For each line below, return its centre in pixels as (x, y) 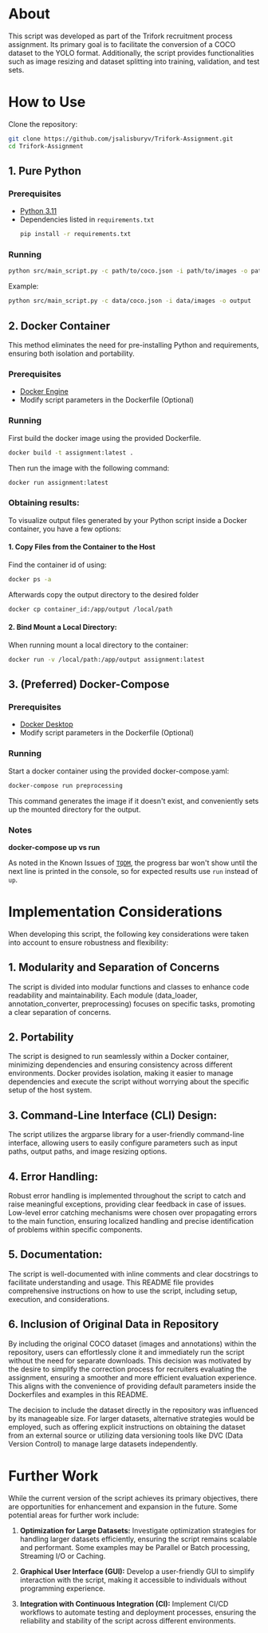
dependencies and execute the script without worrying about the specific (129, 1082)
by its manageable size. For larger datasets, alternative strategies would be (132, 1418)
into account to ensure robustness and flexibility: (89, 942)
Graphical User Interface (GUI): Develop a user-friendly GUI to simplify (137, 1571)
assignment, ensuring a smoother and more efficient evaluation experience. (132, 1377)
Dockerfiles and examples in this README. (79, 1394)
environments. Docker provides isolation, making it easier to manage (121, 1073)
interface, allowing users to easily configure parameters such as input (123, 1143)
